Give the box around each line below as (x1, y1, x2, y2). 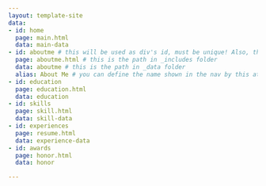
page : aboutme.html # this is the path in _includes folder (15, 56, 218, 64)
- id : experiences (8, 122, 69, 130)
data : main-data (15, 41, 69, 49)
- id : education (8, 78, 62, 85)
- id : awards (8, 144, 51, 152)
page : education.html (15, 85, 87, 93)
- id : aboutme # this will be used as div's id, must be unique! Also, (8, 48, 249, 56)
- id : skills (8, 100, 51, 108)
